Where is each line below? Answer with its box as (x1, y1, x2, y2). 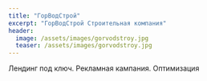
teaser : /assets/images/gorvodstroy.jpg (15, 42, 152, 50)
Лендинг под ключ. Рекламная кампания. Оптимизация (8, 63, 200, 73)
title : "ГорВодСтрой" (8, 11, 81, 20)
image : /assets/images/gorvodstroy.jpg (15, 34, 149, 43)
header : (8, 26, 34, 34)
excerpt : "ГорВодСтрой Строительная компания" (8, 19, 167, 27)
